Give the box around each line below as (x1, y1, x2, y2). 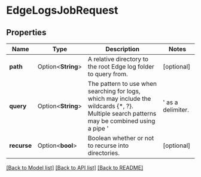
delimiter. (163, 105, 190, 114)
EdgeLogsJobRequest (6, 4, 118, 17)
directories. (87, 149, 120, 157)
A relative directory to (87, 55, 148, 63)
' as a (163, 98, 178, 106)
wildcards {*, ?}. (87, 102, 133, 110)
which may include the (87, 95, 151, 103)
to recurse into (87, 141, 129, 150)
